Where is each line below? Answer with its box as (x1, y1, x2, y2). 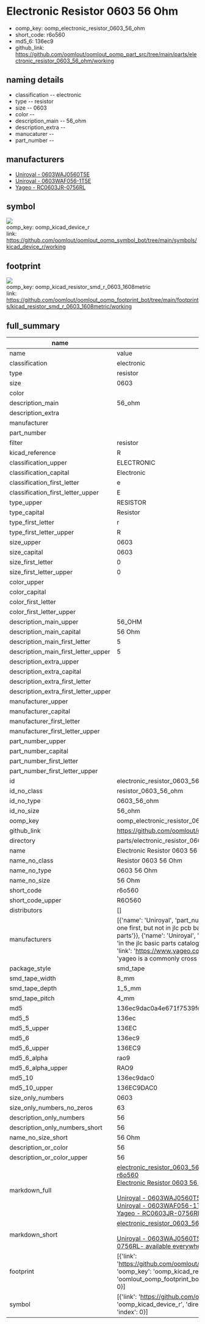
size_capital (9, 548, 43, 556)
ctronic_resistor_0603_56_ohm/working (15, 57, 115, 64)
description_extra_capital (9, 667, 81, 676)
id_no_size (9, 807, 40, 815)
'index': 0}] (117, 1308, 148, 1316)
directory (9, 837, 35, 845)
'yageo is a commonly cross (117, 954, 197, 962)
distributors (9, 906, 43, 914)
